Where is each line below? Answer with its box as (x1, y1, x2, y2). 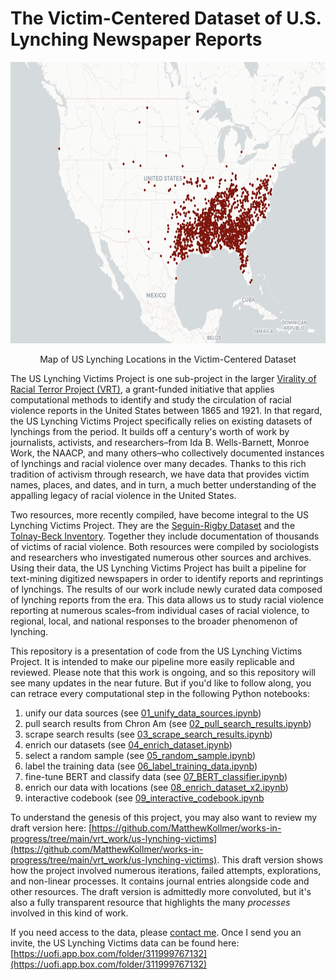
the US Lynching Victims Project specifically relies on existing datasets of (10, 415, 313, 427)
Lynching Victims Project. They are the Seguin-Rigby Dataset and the (10, 519, 296, 531)
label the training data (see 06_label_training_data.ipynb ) (24, 760, 258, 772)
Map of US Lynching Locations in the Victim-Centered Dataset (39, 353, 297, 365)
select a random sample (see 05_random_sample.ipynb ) (24, 749, 257, 761)
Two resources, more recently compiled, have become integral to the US (10, 508, 310, 521)
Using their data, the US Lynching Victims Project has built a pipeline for (10, 562, 307, 574)
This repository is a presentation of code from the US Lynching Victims (10, 645, 303, 657)
